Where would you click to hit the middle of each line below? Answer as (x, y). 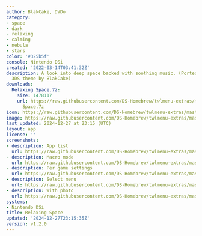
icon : (13, 112)
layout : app (21, 129)
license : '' (21, 135)
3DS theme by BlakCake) (41, 79)
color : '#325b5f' (28, 56)
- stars (16, 51)
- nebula (17, 46)
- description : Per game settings (50, 168)
